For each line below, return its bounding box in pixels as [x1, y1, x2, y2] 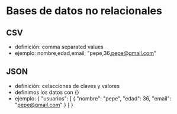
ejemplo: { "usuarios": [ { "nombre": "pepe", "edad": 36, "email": [14, 95, 172, 102]
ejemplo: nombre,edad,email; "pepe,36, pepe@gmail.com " [14, 50, 157, 57]
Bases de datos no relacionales [6, 4, 163, 18]
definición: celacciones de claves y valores [14, 82, 120, 89]
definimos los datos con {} [14, 89, 79, 96]
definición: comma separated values [14, 43, 104, 50]
